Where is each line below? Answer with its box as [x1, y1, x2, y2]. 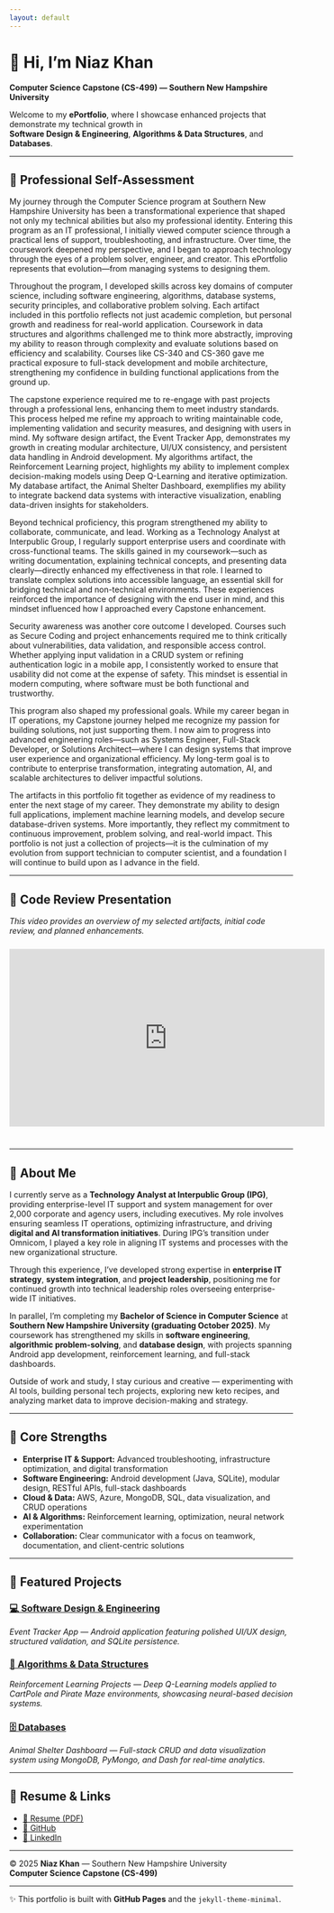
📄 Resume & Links [9, 1788, 111, 1805]
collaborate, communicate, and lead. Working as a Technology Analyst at [9, 527, 281, 538]
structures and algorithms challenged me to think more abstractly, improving [9, 328, 293, 339]
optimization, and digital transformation [22, 1463, 168, 1474]
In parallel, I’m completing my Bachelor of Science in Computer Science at [9, 1310, 289, 1321]
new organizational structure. [9, 1247, 119, 1257]
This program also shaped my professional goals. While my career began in [9, 706, 290, 716]
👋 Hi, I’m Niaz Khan [9, 51, 154, 72]
